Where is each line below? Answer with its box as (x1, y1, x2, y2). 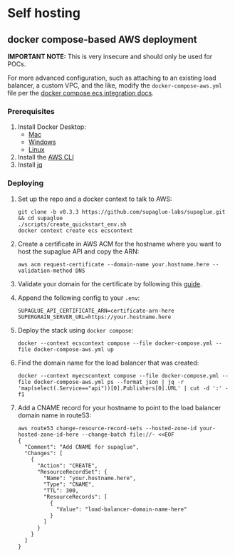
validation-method (17, 267, 73, 274)
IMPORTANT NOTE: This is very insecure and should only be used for (7, 52, 213, 61)
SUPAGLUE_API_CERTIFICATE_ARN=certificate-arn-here (17, 307, 174, 314)
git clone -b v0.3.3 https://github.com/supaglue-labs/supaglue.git (17, 208, 226, 215)
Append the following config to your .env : (17, 293, 140, 302)
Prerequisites (7, 106, 55, 116)
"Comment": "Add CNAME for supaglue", (24, 443, 140, 450)
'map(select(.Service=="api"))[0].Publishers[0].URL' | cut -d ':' (17, 385, 222, 392)
